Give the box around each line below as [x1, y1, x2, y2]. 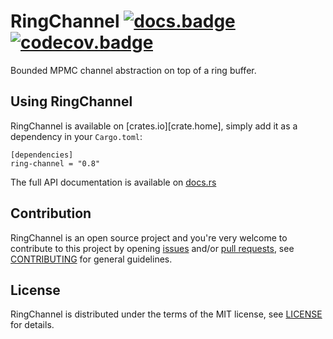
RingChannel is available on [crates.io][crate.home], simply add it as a [10, 120, 298, 132]
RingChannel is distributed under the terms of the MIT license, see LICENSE [10, 308, 323, 320]
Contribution [10, 205, 92, 222]
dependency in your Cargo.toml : [10, 130, 143, 142]
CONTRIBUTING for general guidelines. [10, 253, 173, 265]
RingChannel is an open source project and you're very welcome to [10, 231, 288, 244]
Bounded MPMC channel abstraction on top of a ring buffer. [10, 64, 257, 76]
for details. [10, 319, 55, 331]
